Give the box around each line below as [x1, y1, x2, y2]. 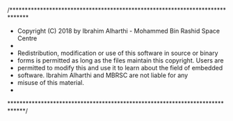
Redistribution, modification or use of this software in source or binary [17, 49, 218, 57]
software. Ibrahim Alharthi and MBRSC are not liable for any [17, 71, 188, 79]
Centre [17, 34, 38, 42]
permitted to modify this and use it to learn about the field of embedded [17, 64, 223, 72]
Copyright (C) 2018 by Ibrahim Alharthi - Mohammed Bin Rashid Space [17, 27, 220, 35]
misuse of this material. [17, 79, 85, 86]
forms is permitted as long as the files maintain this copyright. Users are [17, 56, 224, 65]
